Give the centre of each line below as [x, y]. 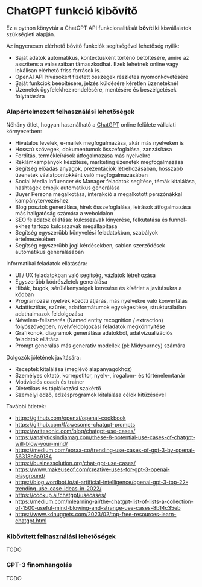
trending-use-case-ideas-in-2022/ [58, 489]
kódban [24, 294]
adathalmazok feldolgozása [49, 314]
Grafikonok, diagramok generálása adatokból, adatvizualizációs [94, 333]
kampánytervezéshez [42, 201]
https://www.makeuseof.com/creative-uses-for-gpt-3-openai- [92, 469]
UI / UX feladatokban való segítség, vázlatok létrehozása [85, 275]
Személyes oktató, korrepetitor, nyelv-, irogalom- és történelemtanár [100, 376]
